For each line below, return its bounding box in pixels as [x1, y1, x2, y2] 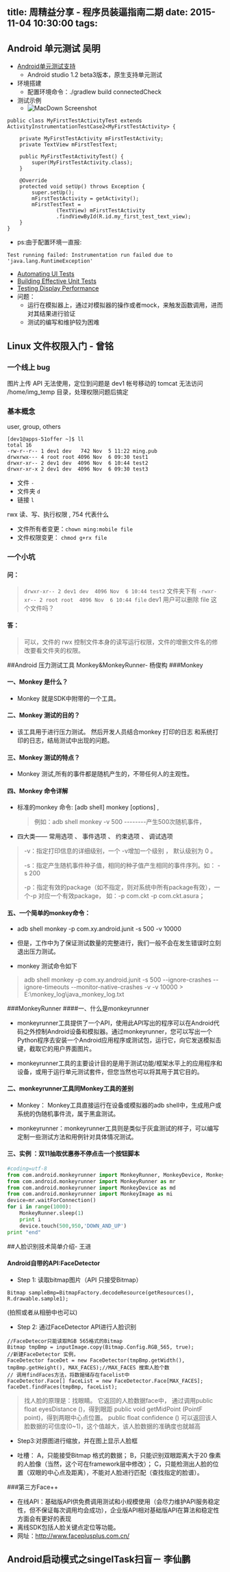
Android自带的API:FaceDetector [7, 1259, 101, 1267]
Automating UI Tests [16, 270, 75, 278]
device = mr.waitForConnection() [7, 1197, 97, 1204]
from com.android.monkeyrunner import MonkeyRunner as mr [7, 1177, 176, 1185]
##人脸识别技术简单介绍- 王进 [7, 1242, 92, 1250]
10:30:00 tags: [33, 18, 98, 29]
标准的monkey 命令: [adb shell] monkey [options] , [16, 803, 159, 812]
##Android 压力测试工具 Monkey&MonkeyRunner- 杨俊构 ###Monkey [7, 660, 203, 669]
